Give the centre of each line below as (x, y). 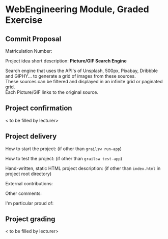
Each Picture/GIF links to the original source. (52, 92)
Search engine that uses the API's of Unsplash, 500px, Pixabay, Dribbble (81, 71)
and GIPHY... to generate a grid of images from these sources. (71, 76)
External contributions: (29, 183)
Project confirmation (39, 108)
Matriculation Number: (29, 51)
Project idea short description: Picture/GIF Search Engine (66, 61)
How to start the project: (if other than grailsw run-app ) (64, 149)
